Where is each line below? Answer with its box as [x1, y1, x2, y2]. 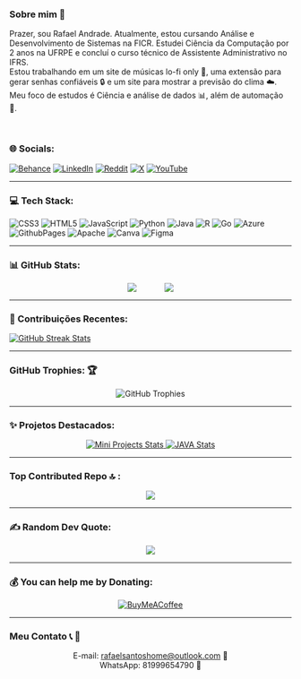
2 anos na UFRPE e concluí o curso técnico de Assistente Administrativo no [9, 47, 288, 58]
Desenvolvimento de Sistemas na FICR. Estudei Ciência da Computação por [9, 38, 289, 48]
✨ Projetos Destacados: [9, 418, 115, 431]
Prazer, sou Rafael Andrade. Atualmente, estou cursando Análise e [9, 29, 255, 39]
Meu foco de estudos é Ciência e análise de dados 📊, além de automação [9, 90, 284, 101]
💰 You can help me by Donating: [9, 575, 153, 588]
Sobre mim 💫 [9, 8, 65, 21]
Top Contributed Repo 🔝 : [9, 470, 121, 482]
